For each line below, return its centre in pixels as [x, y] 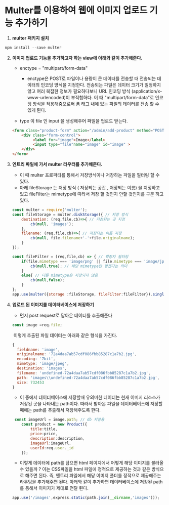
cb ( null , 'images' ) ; [52, 224]
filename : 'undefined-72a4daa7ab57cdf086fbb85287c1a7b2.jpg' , [84, 373]
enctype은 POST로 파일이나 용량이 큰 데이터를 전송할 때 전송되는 [92, 78]
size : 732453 [31, 383]
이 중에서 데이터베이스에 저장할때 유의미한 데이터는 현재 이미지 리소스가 [90, 397]
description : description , [58, 438]
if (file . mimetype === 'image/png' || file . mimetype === [81, 261]
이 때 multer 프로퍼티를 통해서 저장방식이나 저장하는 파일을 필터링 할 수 [90, 175]
